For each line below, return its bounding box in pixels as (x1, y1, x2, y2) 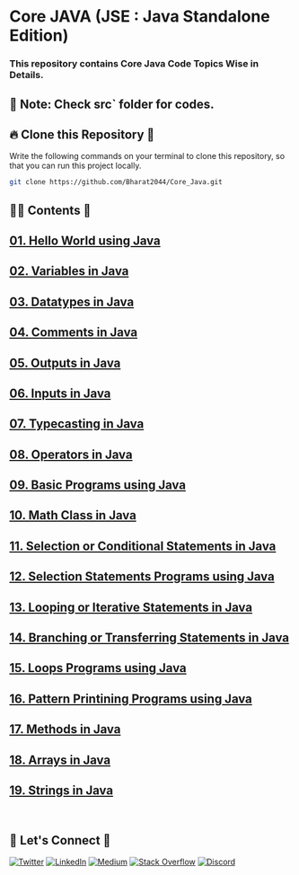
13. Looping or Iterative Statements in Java (9, 599, 253, 614)
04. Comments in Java (9, 325, 138, 340)
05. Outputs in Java (9, 355, 121, 370)
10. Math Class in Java (9, 508, 136, 523)
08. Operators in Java (9, 446, 133, 462)
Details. (9, 69, 44, 82)
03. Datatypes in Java (9, 294, 135, 309)
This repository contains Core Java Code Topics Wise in (9, 57, 259, 70)
